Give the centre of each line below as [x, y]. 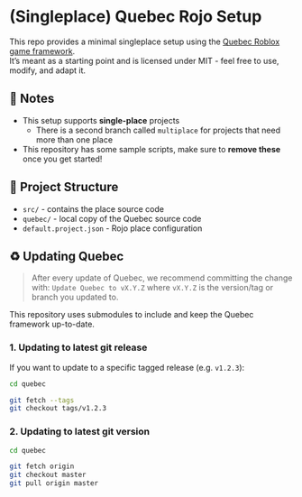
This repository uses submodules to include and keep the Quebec [132, 315]
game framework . [42, 51]
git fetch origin [42, 466]
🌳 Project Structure [64, 187]
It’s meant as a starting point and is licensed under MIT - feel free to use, [144, 60]
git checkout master [48, 475]
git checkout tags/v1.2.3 [58, 409]
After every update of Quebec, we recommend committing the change [162, 278]
